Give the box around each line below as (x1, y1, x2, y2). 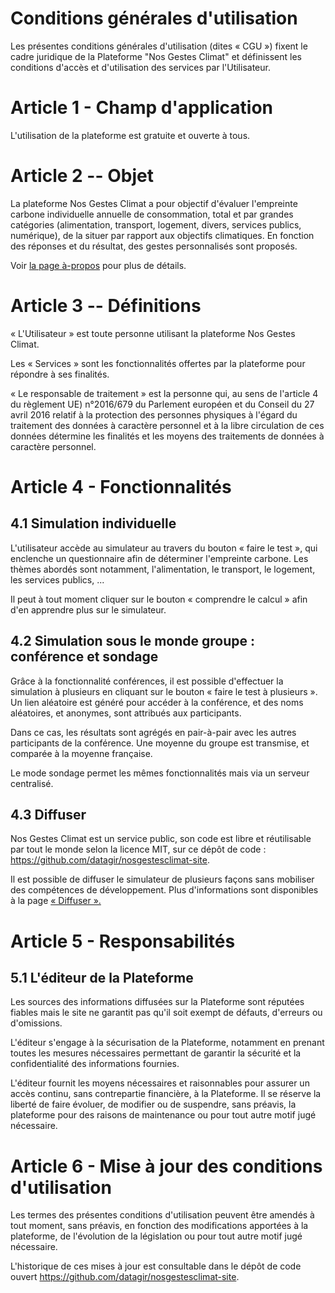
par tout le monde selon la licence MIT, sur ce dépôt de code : (10, 843, 267, 856)
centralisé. (10, 777, 54, 789)
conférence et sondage (10, 648, 159, 666)
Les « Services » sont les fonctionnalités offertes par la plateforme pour (10, 357, 306, 369)
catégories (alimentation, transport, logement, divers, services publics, (10, 218, 302, 231)
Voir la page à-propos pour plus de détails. (10, 259, 187, 271)
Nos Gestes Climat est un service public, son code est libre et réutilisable (10, 833, 312, 845)
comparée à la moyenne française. (10, 747, 153, 759)
